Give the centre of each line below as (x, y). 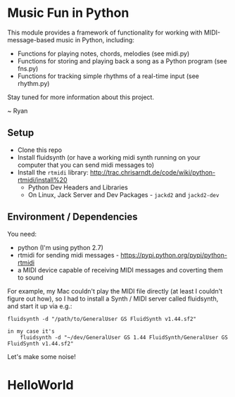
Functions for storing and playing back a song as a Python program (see (122, 61)
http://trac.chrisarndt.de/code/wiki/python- (153, 172)
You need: (22, 234)
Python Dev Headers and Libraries (78, 187)
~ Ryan (18, 111)
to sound (30, 277)
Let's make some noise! (42, 356)
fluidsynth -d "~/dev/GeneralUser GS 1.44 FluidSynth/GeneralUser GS (124, 337)
